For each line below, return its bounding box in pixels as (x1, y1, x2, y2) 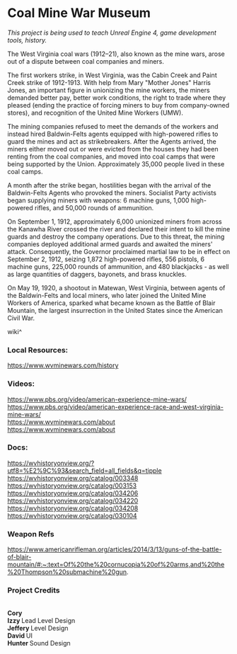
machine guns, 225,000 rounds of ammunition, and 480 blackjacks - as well (7, 262, 229, 270)
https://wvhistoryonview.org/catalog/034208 (7, 504, 139, 512)
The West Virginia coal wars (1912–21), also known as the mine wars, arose (7, 50, 225, 58)
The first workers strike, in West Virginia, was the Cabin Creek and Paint (7, 71, 217, 79)
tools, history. (7, 35, 47, 44)
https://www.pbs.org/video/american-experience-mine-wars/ (7, 395, 187, 403)
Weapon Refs (7, 529, 54, 539)
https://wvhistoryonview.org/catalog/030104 (7, 511, 137, 520)
